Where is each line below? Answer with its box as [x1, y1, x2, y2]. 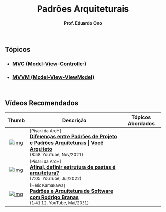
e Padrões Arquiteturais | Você [29, 139, 104, 146]
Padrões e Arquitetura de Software [29, 187, 114, 194]
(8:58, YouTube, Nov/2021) [29, 152, 83, 157]
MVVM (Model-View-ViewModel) [12, 73, 95, 80]
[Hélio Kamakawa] [29, 182, 66, 188]
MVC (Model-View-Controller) [12, 60, 87, 67]
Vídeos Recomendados [5, 99, 79, 107]
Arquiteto [29, 145, 53, 152]
